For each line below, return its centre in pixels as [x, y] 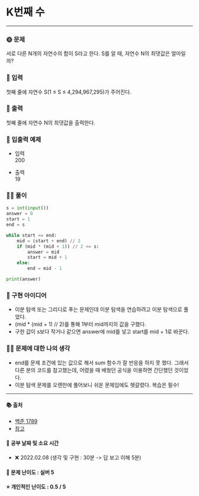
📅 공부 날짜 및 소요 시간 [33, 443]
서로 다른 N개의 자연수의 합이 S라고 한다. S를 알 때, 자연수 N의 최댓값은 [88, 53]
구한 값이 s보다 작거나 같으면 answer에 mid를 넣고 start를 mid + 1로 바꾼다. [102, 332]
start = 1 [18, 219]
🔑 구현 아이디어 [26, 295]
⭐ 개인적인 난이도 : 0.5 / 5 [36, 487]
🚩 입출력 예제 [24, 139]
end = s [16, 225]
